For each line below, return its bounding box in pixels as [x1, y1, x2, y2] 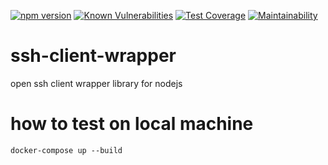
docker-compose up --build [10, 145, 123, 155]
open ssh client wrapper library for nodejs [10, 77, 183, 89]
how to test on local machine [10, 113, 254, 135]
